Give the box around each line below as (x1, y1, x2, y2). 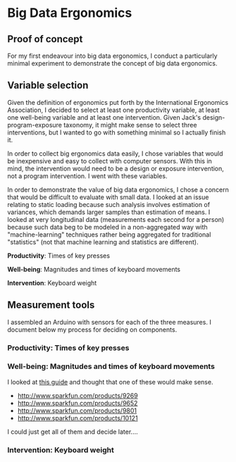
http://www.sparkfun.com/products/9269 (17, 391, 139, 399)
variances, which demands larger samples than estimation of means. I (7, 208, 211, 216)
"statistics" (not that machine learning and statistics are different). (7, 237, 199, 246)
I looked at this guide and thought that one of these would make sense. (7, 377, 213, 386)
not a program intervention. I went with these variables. (7, 171, 168, 180)
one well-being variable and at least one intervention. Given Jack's (7, 113, 201, 121)
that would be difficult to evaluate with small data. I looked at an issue (7, 192, 209, 201)
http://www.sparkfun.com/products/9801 (17, 406, 137, 415)
